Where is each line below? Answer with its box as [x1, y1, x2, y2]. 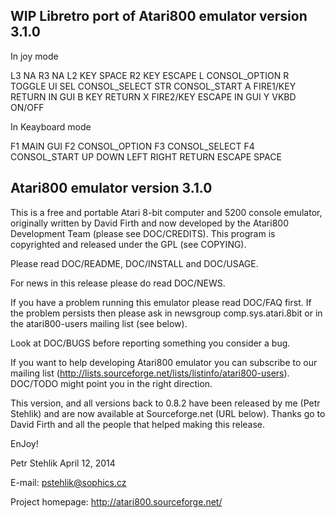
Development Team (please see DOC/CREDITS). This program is [10, 227, 276, 239]
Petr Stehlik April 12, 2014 [10, 457, 116, 469]
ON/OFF [10, 101, 45, 113]
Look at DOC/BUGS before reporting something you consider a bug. [10, 337, 291, 349]
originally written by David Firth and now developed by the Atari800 [10, 217, 289, 229]
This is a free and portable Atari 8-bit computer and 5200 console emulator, [10, 206, 323, 218]
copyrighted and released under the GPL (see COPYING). [10, 238, 247, 250]
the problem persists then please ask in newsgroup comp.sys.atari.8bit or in [10, 307, 323, 319]
